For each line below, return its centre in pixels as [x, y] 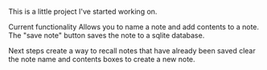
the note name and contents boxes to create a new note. [102, 59]
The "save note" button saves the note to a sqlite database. [107, 35]
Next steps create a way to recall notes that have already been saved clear [132, 51]
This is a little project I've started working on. [83, 12]
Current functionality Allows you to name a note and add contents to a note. [134, 27]
